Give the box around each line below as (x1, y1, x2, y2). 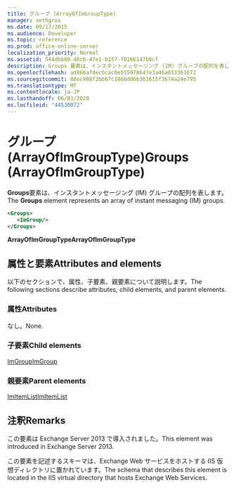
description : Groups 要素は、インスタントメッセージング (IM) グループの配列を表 (7, 62, 225, 69)
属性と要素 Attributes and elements (7, 257, 162, 269)
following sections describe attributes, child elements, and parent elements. (7, 286, 227, 294)
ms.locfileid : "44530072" (7, 102, 83, 109)
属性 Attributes (7, 304, 58, 314)
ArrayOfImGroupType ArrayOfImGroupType (7, 236, 136, 244)
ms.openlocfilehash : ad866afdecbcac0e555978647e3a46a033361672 (7, 69, 197, 76)
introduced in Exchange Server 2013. (7, 442, 114, 450)
